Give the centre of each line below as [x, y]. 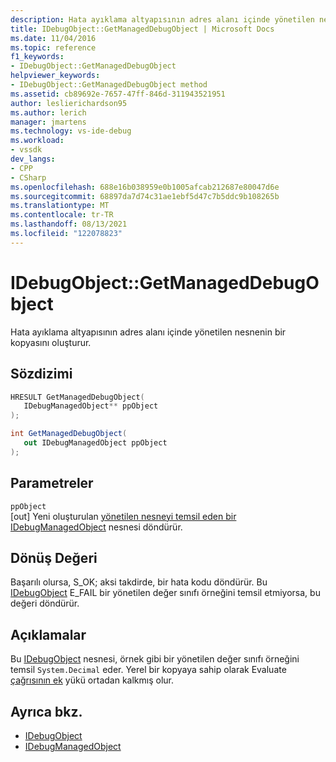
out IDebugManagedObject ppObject [95, 443]
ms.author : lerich [48, 112]
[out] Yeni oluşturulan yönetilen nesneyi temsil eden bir [123, 516]
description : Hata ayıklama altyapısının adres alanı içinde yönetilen [162, 19]
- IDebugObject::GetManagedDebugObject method [109, 85]
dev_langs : [33, 159]
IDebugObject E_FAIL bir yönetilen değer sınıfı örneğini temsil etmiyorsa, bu [165, 593]
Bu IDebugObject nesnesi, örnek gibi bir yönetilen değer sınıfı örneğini [155, 659]
